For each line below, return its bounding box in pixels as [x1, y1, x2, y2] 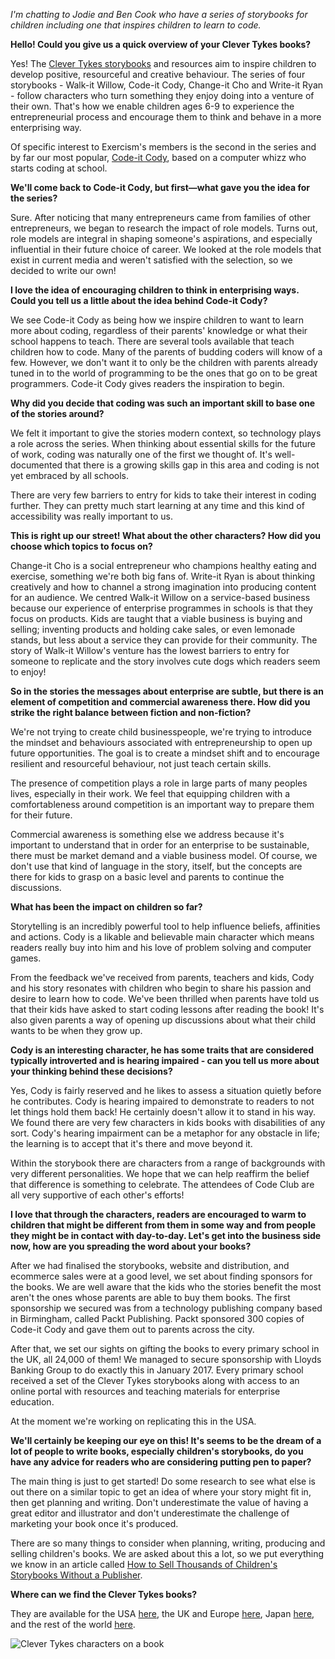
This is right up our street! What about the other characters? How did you [10, 530, 322, 541]
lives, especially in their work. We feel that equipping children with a [10, 788, 291, 799]
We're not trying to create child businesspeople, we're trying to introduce [10, 726, 312, 738]
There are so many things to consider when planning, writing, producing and [10, 1537, 326, 1549]
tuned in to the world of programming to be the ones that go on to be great [10, 367, 318, 379]
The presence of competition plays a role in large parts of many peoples [10, 777, 308, 789]
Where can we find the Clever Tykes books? [10, 1589, 198, 1600]
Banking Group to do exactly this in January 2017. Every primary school [10, 1364, 304, 1376]
